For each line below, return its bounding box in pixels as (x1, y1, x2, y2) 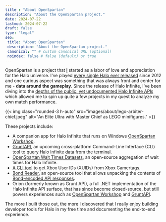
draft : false (5, 26, 32, 31)
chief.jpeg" (5, 114, 28, 120)
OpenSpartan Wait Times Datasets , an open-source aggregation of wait (12, 154, 159, 160)
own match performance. (5, 99, 57, 105)
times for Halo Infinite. (12, 160, 58, 166)
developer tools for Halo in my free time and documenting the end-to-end (5, 206, 156, 212)
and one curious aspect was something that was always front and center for (5, 78, 161, 84)
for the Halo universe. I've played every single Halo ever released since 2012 (5, 73, 162, 79)
